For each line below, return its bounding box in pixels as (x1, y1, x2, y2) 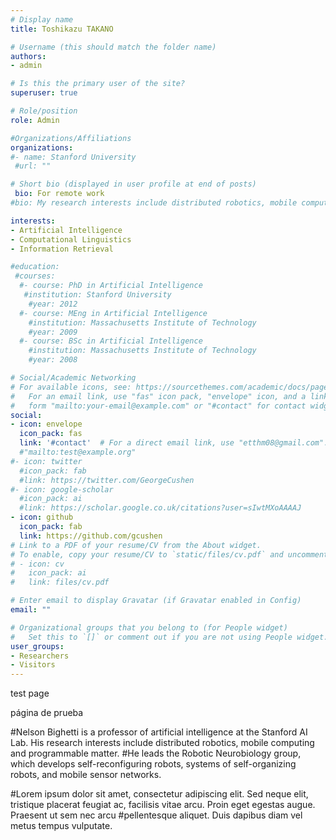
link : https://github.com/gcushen (19, 531, 163, 541)
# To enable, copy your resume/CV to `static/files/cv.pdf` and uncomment (10, 549, 329, 560)
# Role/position (10, 106, 78, 116)
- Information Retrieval (10, 244, 114, 254)
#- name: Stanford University (10, 152, 137, 162)
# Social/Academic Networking (10, 373, 137, 383)
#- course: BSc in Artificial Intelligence (19, 336, 203, 346)
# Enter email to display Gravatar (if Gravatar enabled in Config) (10, 596, 302, 606)
